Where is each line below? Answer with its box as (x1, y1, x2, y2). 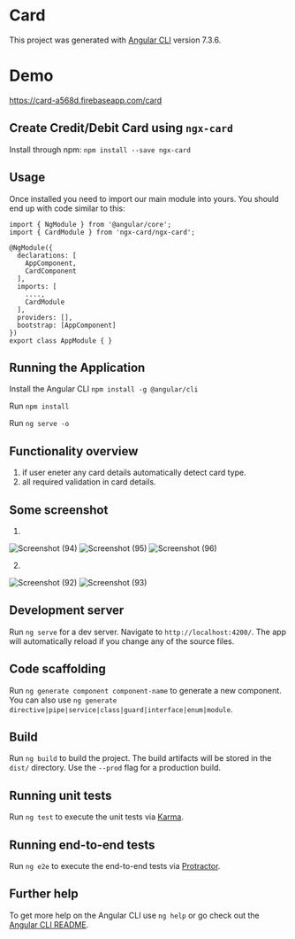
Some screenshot (9, 502, 109, 517)
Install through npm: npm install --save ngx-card (9, 144, 192, 155)
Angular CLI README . (9, 919, 89, 930)
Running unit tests (9, 788, 112, 803)
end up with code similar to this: (9, 203, 125, 213)
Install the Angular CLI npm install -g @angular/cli (9, 384, 199, 394)
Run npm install (9, 400, 70, 412)
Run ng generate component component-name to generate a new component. (9, 685, 283, 695)
